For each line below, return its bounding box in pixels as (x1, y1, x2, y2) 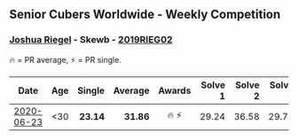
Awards (158, 84, 192, 97)
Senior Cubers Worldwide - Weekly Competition (9, 7, 281, 22)
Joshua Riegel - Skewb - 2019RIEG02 (9, 34, 173, 46)
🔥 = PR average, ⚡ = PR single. (9, 54, 122, 65)
